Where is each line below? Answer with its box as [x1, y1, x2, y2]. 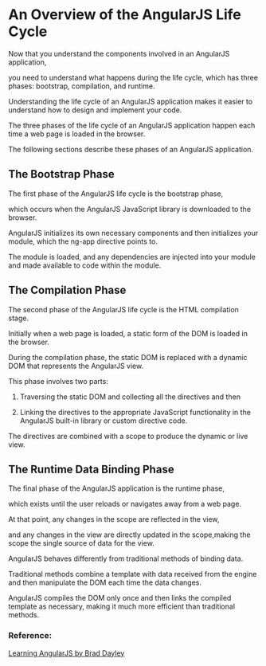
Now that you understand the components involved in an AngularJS [8, 49, 230, 58]
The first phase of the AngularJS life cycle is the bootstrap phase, [8, 189, 224, 198]
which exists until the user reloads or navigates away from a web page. [8, 499, 241, 509]
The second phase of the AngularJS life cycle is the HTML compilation [8, 304, 239, 314]
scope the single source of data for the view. [8, 539, 155, 548]
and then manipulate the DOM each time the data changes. [8, 578, 201, 587]
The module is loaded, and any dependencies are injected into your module [8, 252, 256, 261]
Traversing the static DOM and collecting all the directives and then [19, 392, 241, 402]
